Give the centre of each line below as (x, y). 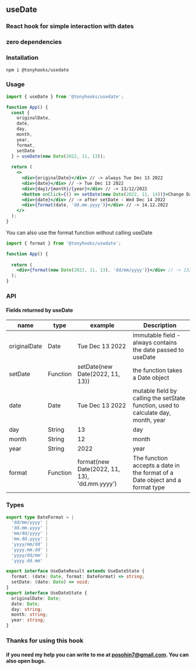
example (102, 325)
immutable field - (157, 335)
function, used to (156, 406)
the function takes (157, 370)
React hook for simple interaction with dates (70, 26)
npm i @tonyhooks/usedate (37, 70)
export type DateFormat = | (40, 517)
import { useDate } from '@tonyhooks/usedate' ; (65, 97)
